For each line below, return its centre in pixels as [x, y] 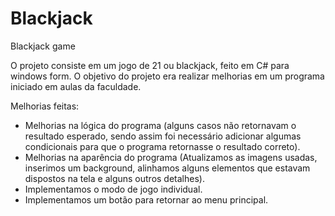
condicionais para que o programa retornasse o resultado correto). [162, 146]
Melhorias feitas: [45, 106]
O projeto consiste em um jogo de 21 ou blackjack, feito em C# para [150, 65]
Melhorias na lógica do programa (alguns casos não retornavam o [160, 125]
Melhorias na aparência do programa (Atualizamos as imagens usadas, [171, 157]
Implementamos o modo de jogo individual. [113, 189]
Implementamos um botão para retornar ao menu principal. [146, 199]
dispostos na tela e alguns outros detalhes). [114, 178]
